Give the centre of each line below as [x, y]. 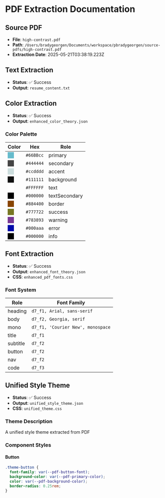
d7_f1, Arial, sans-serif [62, 311]
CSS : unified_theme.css [37, 408]
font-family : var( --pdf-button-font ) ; [50, 472]
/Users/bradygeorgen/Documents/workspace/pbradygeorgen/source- [92, 45]
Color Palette [21, 134]
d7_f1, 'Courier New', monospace [71, 327]
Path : [18, 45]
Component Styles [28, 445]
